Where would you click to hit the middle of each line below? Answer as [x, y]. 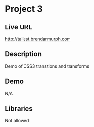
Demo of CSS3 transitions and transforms [47, 66]
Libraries [19, 109]
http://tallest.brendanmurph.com [38, 39]
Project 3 [24, 9]
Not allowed [17, 121]
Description [23, 54]
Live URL [19, 27]
